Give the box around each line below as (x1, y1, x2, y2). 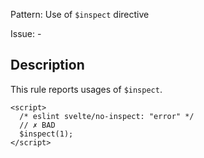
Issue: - (10, 28, 42, 39)
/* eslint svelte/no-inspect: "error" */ (19, 111, 195, 121)
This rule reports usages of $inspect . (10, 83, 163, 95)
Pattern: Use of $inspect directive (10, 9, 150, 20)
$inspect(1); (19, 129, 74, 139)
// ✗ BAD (19, 120, 56, 130)
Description (10, 57, 85, 74)
